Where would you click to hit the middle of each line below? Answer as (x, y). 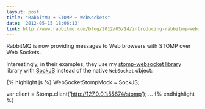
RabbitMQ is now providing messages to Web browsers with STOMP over (99, 46)
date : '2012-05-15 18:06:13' (43, 23)
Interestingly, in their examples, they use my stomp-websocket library (94, 64)
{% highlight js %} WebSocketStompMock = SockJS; (73, 82)
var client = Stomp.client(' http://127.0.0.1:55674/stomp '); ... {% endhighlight (101, 94)
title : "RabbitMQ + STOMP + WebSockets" (59, 18)
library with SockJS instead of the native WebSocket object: (80, 71)
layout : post (23, 12)
